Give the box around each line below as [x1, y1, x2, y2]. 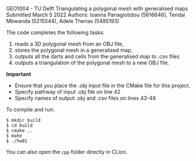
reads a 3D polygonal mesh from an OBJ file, [14, 41, 124, 47]
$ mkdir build [6, 117, 41, 123]
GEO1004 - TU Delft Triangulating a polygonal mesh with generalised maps [6, 5, 188, 12]
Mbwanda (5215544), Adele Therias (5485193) [6, 18, 119, 24]
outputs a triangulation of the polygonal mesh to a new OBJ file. [14, 59, 170, 66]
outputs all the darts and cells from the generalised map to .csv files [14, 53, 180, 60]
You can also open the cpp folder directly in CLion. [6, 149, 128, 155]
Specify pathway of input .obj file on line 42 [14, 88, 121, 95]
